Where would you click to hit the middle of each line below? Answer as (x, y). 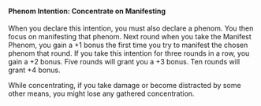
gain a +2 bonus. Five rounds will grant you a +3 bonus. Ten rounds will (124, 62)
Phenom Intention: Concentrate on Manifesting (87, 11)
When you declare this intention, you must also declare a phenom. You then (131, 28)
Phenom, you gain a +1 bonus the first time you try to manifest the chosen (128, 45)
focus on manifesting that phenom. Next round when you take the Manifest (130, 37)
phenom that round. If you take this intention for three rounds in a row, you (129, 53)
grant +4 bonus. (34, 70)
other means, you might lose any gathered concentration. (101, 93)
